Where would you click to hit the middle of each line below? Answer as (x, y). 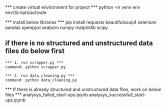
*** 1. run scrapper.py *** (34, 62)
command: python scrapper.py (35, 67)
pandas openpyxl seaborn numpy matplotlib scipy (57, 27)
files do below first (35, 51)
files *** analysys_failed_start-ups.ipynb (47, 94)
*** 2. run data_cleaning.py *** (40, 75)
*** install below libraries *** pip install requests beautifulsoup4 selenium (81, 22)
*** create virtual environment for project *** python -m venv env (73, 7)
